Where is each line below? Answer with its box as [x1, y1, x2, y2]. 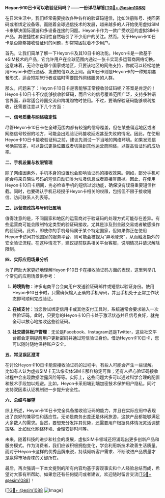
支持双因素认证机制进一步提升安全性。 [5, 387, 82, 392]
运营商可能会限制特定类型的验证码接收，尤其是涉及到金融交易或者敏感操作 [9, 221, 160, 227]
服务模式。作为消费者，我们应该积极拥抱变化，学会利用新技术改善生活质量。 [5, 443, 160, 448]
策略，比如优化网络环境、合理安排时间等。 [5, 426, 91, 432]
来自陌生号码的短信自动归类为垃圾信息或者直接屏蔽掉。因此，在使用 [18, 176, 156, 182]
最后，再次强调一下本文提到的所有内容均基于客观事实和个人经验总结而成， [5, 465, 156, 471]
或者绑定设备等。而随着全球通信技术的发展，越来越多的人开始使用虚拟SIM [9, 22, 160, 27]
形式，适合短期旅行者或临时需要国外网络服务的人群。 [9, 75, 117, 81]
